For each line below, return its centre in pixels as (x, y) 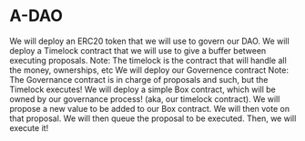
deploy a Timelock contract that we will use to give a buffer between (138, 50)
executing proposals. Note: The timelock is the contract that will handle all (148, 60)
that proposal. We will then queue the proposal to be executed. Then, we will (153, 118)
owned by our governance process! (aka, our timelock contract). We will (145, 99)
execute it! (29, 127)
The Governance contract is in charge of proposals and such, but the (139, 79)
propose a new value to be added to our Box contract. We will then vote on (149, 108)
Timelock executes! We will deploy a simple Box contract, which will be (142, 89)
